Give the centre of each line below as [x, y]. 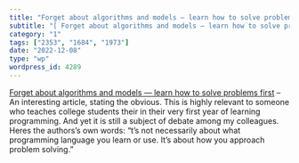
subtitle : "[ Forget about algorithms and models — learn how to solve [145, 26]
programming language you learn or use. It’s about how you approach [137, 140]
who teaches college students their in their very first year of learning [135, 111]
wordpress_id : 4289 [45, 68]
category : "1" [36, 34]
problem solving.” [41, 149]
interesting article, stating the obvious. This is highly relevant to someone [155, 102]
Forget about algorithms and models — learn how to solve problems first [142, 92]
